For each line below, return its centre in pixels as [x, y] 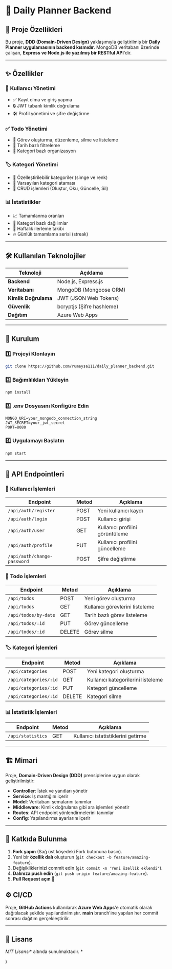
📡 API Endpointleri [35, 474]
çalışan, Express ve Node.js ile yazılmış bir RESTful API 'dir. [69, 53]
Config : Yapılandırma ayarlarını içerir [51, 818]
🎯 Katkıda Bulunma [36, 839]
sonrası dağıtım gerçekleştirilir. [38, 918]
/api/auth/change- [30, 557]
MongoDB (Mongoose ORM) [91, 290]
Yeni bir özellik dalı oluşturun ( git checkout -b [62, 857]
